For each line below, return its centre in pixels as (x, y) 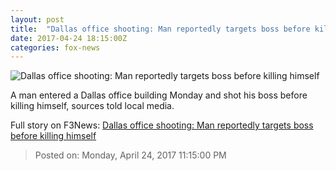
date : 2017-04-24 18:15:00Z (69, 38)
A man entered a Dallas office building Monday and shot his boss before (159, 95)
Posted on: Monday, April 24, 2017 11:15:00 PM (130, 155)
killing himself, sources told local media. (92, 106)
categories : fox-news (55, 47)
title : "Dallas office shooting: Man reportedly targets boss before (160, 29)
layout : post (37, 19)
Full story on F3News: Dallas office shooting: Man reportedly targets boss (162, 125)
